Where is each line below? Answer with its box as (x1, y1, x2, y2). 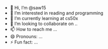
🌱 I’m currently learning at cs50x (10, 15, 79, 21)
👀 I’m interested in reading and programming (10, 10, 103, 16)
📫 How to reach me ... (10, 26, 57, 32)
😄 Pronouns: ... (10, 33, 43, 39)
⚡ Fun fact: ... (10, 39, 38, 45)
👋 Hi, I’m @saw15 (10, 5, 47, 10)
